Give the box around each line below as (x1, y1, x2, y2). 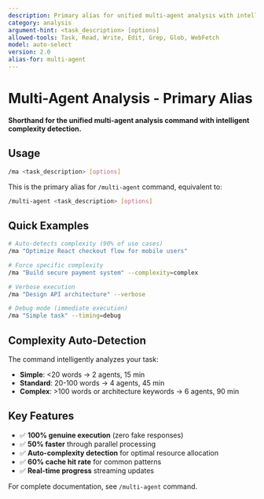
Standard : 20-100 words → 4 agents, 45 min (19, 378, 165, 387)
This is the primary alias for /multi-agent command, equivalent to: (8, 182, 222, 192)
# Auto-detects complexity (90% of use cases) (8, 240, 163, 248)
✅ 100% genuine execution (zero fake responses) (19, 430, 184, 440)
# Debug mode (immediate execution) (8, 304, 128, 312)
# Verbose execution (8, 283, 76, 291)
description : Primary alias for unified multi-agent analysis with (8, 11, 234, 20)
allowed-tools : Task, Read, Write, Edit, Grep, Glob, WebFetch (8, 33, 220, 42)
